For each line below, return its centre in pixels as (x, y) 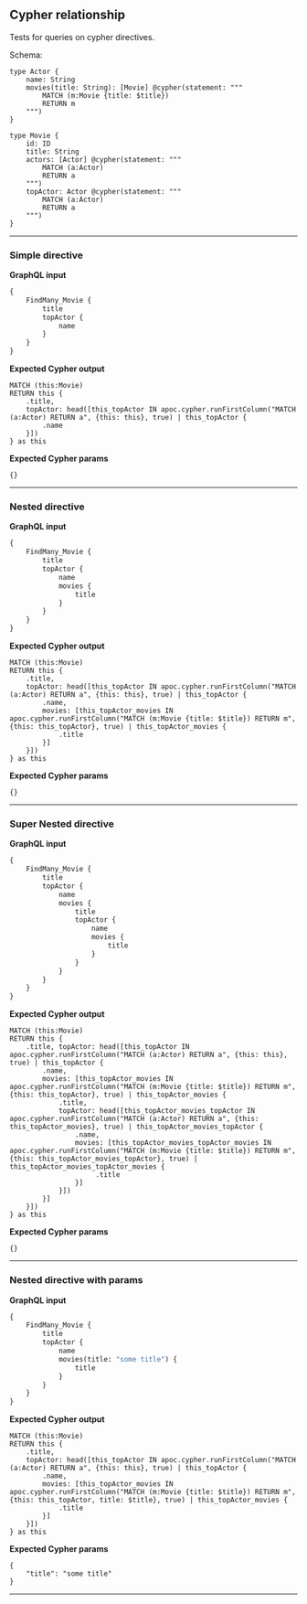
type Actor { (34, 71)
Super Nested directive (62, 824)
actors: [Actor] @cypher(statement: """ (104, 159)
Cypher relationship (68, 15)
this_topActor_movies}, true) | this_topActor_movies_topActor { (136, 1127)
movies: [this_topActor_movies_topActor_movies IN (173, 1143)
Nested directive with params (76, 1280)
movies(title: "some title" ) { (118, 1359)
